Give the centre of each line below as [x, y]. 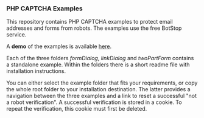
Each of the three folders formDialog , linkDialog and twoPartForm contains [100, 58]
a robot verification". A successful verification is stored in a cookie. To [94, 102]
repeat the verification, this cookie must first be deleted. [77, 109]
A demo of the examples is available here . [59, 46]
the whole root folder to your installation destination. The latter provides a [98, 89]
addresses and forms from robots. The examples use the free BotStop [94, 28]
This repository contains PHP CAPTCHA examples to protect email [90, 22]
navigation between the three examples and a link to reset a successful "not [101, 96]
